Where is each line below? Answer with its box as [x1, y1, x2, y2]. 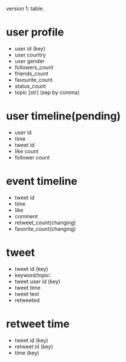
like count [14, 147, 39, 155]
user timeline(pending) [6, 109, 121, 123]
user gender [14, 57, 45, 64]
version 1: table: [6, 5, 44, 12]
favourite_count [14, 76, 53, 83]
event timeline [6, 175, 78, 188]
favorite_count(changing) [14, 225, 77, 232]
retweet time [6, 317, 69, 330]
